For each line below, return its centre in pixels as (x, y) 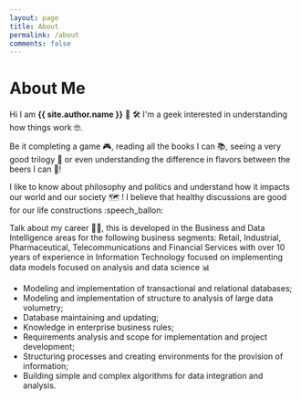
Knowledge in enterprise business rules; (99, 327)
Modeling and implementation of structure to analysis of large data (148, 299)
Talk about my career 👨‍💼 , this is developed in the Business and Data (137, 228)
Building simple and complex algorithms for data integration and (143, 376)
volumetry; (43, 308)
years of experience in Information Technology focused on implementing (146, 258)
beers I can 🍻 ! (36, 169)
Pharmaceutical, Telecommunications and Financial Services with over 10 (147, 247)
